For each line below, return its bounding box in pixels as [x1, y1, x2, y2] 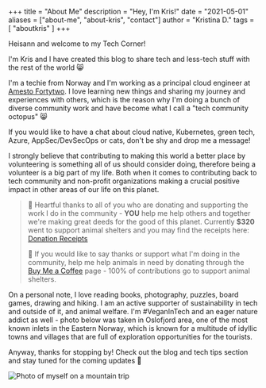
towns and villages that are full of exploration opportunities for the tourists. [8, 332, 253, 341]
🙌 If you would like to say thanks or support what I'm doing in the [27, 249, 241, 259]
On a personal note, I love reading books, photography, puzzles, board [8, 290, 239, 299]
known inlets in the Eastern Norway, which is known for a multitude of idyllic [8, 324, 258, 332]
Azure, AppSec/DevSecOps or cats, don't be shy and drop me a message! [8, 136, 251, 145]
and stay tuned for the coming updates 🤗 [8, 356, 142, 365]
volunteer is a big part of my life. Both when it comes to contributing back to [8, 168, 257, 177]
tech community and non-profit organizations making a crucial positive [8, 176, 240, 186]
